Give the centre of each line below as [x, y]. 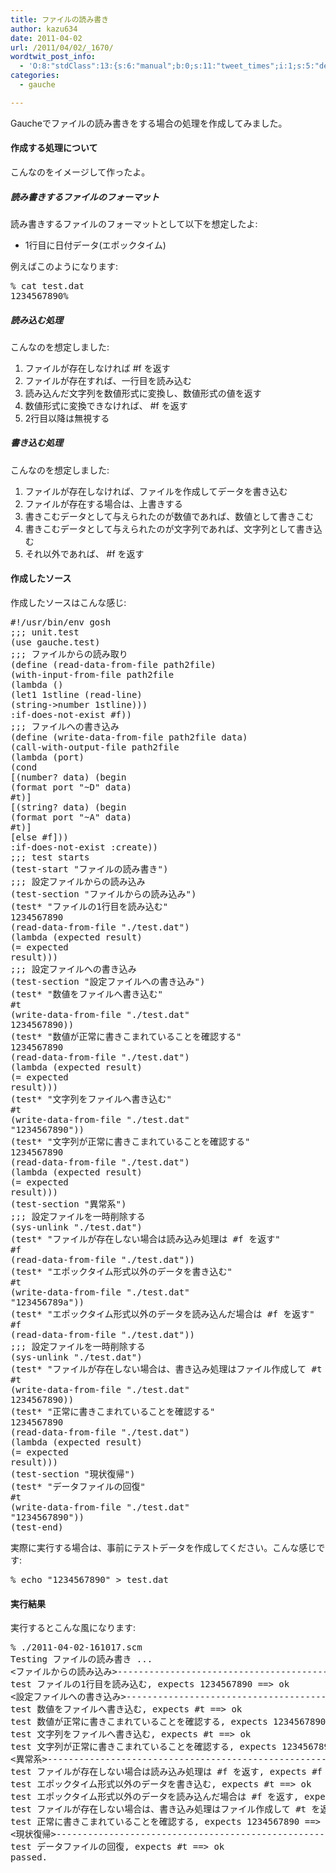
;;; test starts [50, 857]
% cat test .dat [47, 285]
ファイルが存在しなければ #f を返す [97, 368]
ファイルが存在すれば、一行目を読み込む [108, 380]
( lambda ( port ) [47, 757]
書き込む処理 [36, 443]
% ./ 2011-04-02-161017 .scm [76, 1647]
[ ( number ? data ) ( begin [68, 777]
